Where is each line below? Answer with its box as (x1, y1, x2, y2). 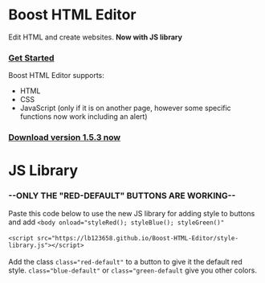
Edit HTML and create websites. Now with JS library (8, 32, 183, 42)
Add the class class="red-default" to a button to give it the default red (8, 256, 243, 266)
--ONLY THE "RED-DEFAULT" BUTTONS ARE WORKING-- (8, 191, 236, 202)
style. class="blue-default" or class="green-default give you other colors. (8, 265, 257, 275)
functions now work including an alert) (19, 112, 148, 121)
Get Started (8, 52, 55, 64)
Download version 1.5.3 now (8, 132, 121, 143)
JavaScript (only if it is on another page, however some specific (19, 103, 231, 113)
